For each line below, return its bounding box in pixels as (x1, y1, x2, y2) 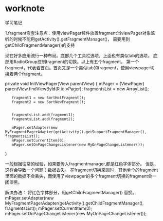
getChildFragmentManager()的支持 (5, 42, 75, 48)
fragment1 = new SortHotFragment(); (11, 95, 86, 100)
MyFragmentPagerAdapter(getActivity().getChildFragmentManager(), (5, 200, 144, 206)
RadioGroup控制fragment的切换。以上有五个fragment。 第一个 (13, 59, 140, 64)
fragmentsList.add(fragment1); (11, 112, 75, 117)
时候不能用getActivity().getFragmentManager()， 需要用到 (13, 36, 130, 42)
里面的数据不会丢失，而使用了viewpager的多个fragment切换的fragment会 (5, 173, 152, 179)
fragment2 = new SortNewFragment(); (11, 100, 86, 104)
